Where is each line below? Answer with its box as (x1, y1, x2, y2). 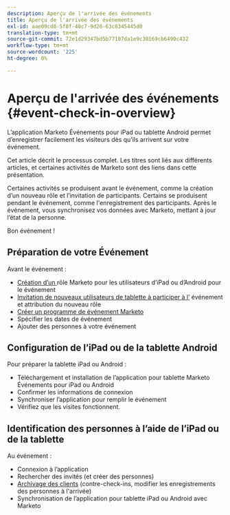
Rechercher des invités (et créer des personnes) (16, 472, 154, 481)
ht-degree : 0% (7, 55, 48, 62)
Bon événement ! (7, 227, 56, 235)
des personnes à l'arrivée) (16, 487, 92, 496)
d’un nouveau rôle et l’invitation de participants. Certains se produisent (7, 191, 207, 200)
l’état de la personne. (7, 213, 67, 221)
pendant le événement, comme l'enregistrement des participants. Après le (7, 198, 217, 207)
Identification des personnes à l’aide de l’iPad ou (7, 423, 220, 434)
